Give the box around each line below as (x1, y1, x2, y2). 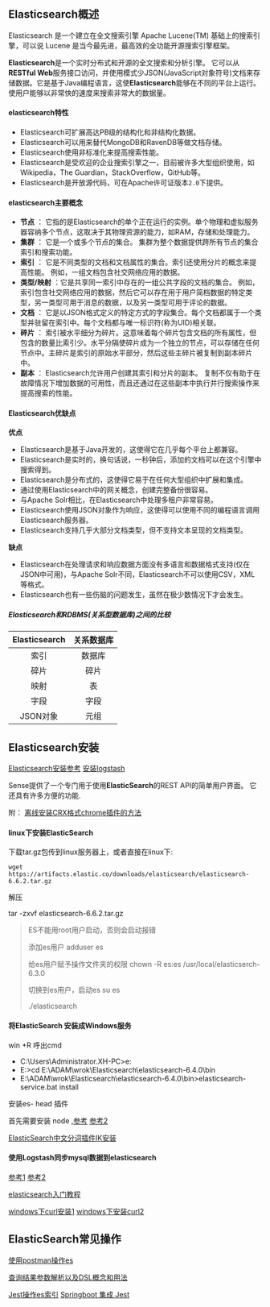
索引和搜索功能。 (19, 247, 77, 257)
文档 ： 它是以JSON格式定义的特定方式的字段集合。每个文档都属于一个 (19, 308, 255, 317)
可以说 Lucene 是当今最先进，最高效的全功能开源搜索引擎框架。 (22, 40, 235, 50)
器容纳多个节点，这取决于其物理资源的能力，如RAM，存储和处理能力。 (19, 227, 255, 237)
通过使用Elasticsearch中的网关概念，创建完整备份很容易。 (19, 485, 213, 495)
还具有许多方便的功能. (8, 790, 82, 800)
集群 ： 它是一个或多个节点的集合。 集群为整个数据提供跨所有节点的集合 (19, 237, 259, 247)
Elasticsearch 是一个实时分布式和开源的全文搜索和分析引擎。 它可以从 (8, 57, 240, 67)
